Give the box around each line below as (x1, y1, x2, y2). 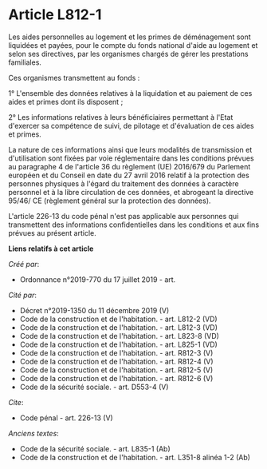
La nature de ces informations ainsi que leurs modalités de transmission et (8, 145, 253, 154)
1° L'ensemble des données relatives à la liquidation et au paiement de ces (8, 88, 253, 97)
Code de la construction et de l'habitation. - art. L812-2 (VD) (19, 314, 218, 324)
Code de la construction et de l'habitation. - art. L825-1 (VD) (19, 340, 218, 349)
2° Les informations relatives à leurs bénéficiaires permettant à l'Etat (8, 112, 234, 121)
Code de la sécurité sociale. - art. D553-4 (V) (19, 382, 169, 391)
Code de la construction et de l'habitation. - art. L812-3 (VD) (19, 322, 218, 332)
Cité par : (8, 290, 37, 300)
